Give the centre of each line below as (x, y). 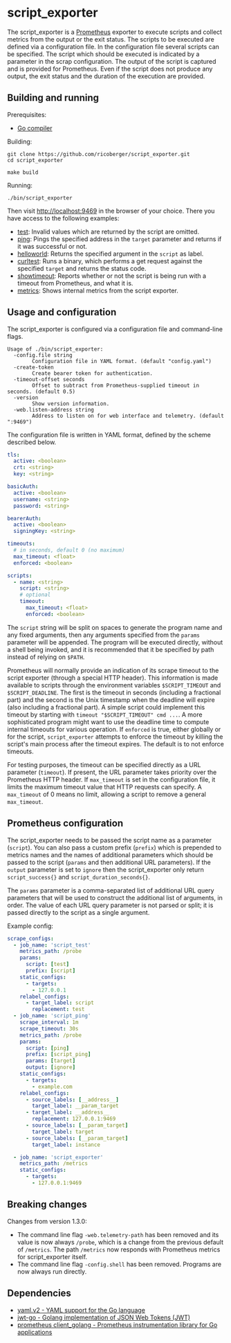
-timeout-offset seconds (49, 379)
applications (35, 1332)
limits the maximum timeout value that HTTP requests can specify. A (104, 787)
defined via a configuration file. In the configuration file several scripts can (113, 46)
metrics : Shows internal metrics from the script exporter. (98, 290)
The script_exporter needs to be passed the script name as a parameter (110, 840)
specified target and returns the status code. (82, 268)
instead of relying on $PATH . (46, 657)
